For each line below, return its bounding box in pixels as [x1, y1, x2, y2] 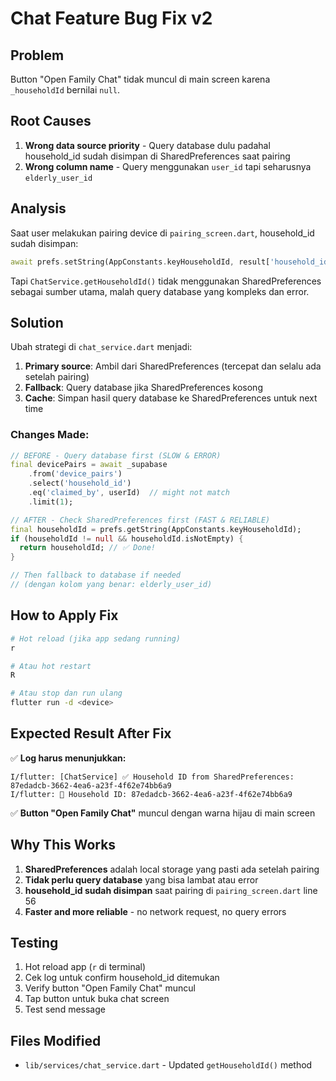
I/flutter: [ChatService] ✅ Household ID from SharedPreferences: [10, 772, 295, 782]
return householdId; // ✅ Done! [19, 543, 157, 553]
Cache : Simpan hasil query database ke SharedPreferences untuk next [24, 392, 318, 404]
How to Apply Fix [10, 607, 119, 624]
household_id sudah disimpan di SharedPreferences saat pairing [24, 150, 291, 162]
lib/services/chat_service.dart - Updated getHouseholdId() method [24, 1059, 313, 1071]
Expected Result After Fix [10, 725, 172, 742]
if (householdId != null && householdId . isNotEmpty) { [10, 533, 244, 544]
